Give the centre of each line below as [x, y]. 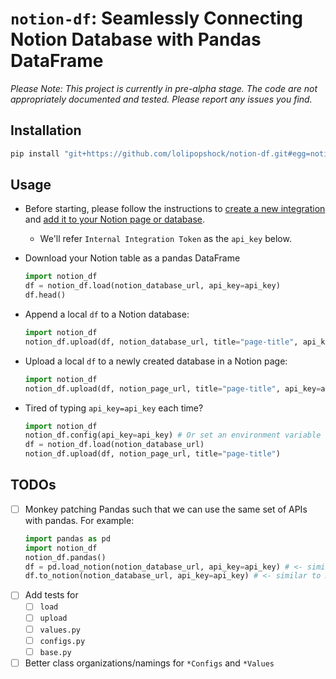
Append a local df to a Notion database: [107, 314]
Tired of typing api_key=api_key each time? [114, 408]
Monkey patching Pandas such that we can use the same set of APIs [166, 509]
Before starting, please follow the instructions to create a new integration [175, 209]
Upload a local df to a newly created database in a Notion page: [156, 361]
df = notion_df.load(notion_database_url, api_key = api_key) [152, 286]
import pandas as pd [67, 538]
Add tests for [51, 595]
